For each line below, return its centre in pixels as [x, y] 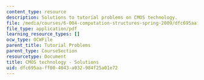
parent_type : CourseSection [42, 51]
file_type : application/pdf [42, 29]
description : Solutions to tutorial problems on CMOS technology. [92, 17]
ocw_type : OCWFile [29, 40]
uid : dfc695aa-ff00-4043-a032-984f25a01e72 [62, 68]
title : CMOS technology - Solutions [53, 62]
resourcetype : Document [36, 57]
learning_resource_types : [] [43, 34]
